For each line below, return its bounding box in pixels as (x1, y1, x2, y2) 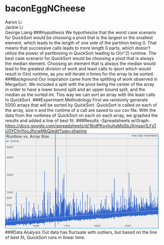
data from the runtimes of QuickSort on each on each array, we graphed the (5, 112, 158, 118)
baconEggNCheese (5, 3, 85, 14)
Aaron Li (5, 19, 22, 25)
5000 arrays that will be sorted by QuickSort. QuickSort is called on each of (5, 102, 157, 108)
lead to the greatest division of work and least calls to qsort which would (5, 65, 151, 71)
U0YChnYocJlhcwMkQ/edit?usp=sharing (5, 128, 87, 134)
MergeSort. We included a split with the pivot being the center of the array (5, 81, 155, 87)
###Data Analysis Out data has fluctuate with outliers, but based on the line (5, 229, 157, 235)
